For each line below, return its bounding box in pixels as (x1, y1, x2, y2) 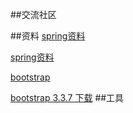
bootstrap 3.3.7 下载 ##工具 (10, 92, 125, 103)
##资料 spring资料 (10, 30, 86, 42)
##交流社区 (10, 9, 57, 20)
